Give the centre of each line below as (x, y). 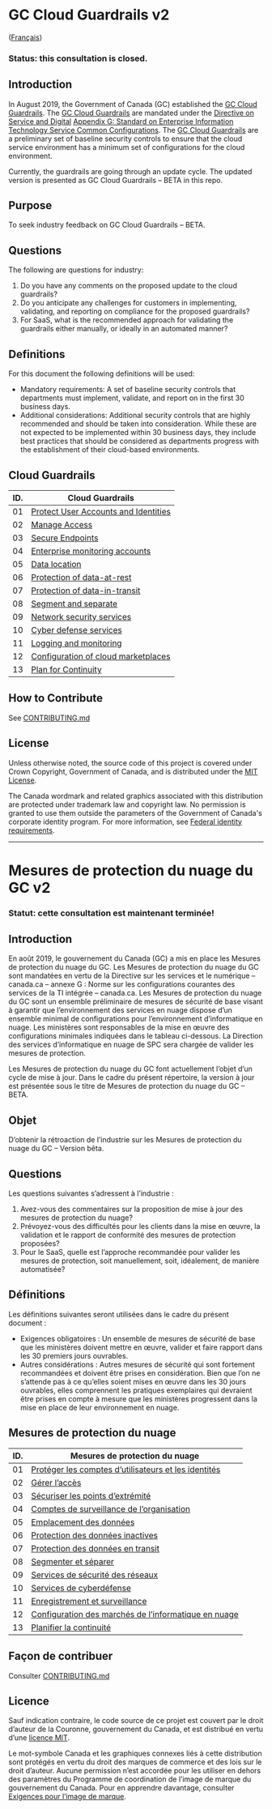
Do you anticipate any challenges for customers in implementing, (128, 303)
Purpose (30, 205)
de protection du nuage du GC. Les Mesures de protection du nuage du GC (134, 967)
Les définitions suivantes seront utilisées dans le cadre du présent (119, 1314)
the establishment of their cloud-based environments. (110, 450)
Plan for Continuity (67, 669)
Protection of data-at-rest (81, 577)
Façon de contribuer (61, 1656)
